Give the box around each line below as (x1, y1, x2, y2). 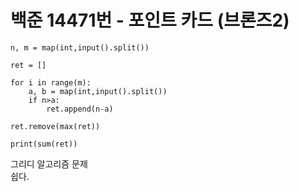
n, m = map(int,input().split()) (10, 42, 150, 53)
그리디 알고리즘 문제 (10, 157, 88, 170)
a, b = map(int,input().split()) (28, 86, 168, 96)
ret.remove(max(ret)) (10, 121, 101, 131)
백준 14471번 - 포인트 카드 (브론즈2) (10, 9, 290, 32)
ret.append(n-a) (46, 104, 114, 114)
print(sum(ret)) (10, 139, 78, 149)
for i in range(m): (10, 77, 92, 88)
